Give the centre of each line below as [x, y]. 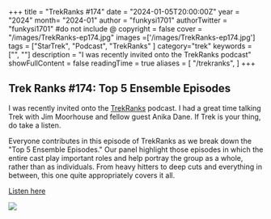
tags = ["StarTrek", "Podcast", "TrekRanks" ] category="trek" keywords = [130, 46]
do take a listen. [35, 125]
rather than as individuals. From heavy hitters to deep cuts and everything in [135, 166]
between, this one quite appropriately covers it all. [92, 175]
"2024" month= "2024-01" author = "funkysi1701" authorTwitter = [118, 20]
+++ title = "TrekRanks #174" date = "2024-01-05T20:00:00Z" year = [124, 12]
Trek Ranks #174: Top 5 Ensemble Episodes [120, 88]
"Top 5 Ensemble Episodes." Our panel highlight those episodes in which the [136, 150]
